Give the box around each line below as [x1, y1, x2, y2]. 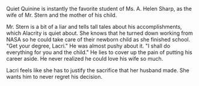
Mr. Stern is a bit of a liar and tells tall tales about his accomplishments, [6, 23, 182, 30]
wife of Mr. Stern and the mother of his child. [6, 11, 117, 19]
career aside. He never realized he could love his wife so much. [6, 55, 164, 62]
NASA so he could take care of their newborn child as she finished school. [6, 36, 191, 43]
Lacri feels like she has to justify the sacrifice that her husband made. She [6, 67, 189, 74]
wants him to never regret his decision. [6, 73, 103, 80]
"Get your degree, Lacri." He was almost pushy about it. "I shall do [6, 42, 170, 49]
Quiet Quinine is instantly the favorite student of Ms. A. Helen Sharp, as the [6, 5, 192, 12]
